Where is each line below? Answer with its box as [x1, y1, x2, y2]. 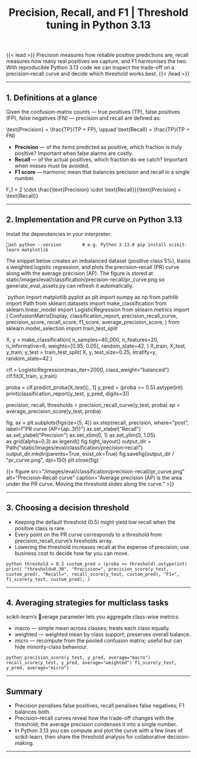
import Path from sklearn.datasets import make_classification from [6, 299, 167, 306]
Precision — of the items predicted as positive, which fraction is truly [14, 144, 182, 150]
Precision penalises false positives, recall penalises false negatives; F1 [14, 702, 185, 709]
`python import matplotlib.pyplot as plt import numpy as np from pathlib [6, 294, 179, 301]
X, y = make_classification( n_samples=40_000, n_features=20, [6, 336, 159, 343]
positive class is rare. [14, 524, 66, 531]
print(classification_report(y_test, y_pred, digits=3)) [6, 390, 130, 397]
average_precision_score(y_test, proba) [6, 407, 101, 415]
